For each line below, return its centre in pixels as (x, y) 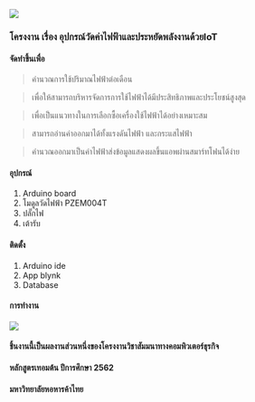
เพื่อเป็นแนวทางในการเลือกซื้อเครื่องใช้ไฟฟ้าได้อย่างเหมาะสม (119, 115)
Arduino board (49, 194)
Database (40, 284)
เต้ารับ (31, 224)
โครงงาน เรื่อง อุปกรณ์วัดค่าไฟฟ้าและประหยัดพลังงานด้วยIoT (113, 36)
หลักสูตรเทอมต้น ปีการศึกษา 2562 (62, 368)
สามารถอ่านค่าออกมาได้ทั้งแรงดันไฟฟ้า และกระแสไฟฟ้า (112, 134)
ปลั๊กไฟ (33, 214)
